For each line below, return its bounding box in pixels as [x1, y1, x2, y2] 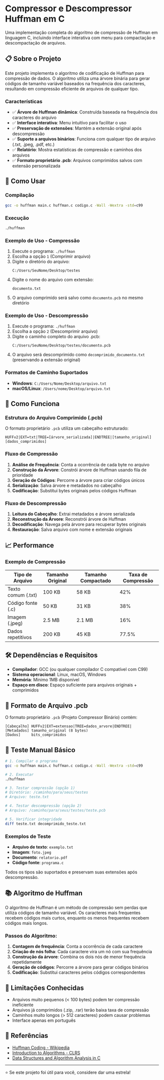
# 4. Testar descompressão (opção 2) [5, 804, 82, 808]
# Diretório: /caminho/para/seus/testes [5, 790, 89, 795]
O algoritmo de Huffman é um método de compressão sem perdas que [5, 904, 147, 910]
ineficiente [12, 1002, 34, 1008]
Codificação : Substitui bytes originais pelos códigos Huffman [12, 487, 137, 493]
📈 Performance [5, 541, 54, 550]
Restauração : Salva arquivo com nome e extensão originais [12, 527, 133, 532]
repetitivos [7, 634, 32, 641]
